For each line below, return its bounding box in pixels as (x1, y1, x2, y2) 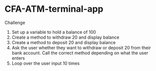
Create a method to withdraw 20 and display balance (11, 34, 120, 40)
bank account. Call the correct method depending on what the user (11, 50, 149, 56)
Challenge (4, 20, 26, 25)
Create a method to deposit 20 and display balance (11, 39, 116, 45)
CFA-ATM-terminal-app (4, 3, 104, 15)
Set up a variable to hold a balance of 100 (11, 29, 96, 35)
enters (11, 55, 25, 61)
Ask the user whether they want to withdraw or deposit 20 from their (11, 45, 151, 50)
